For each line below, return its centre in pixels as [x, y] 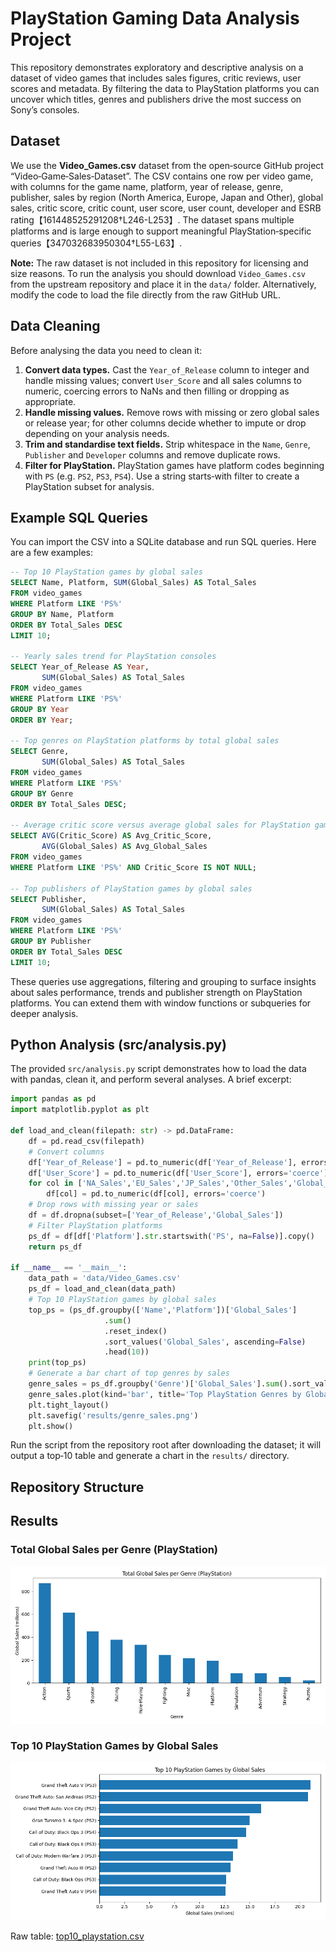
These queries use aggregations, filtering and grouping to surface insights [163, 981]
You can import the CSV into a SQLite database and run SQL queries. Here [163, 542]
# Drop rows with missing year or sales [113, 1205]
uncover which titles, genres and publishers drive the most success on [156, 99]
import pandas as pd [53, 1099]
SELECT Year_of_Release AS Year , [80, 667]
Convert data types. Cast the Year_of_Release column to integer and [167, 369]
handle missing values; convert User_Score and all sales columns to [163, 380]
